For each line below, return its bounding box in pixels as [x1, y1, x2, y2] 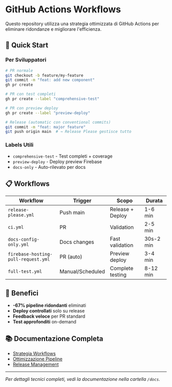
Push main [59, 209, 85, 216]
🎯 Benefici [5, 288, 39, 297]
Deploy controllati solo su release [12, 308, 85, 314]
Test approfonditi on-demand [12, 319, 77, 325]
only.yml [8, 242, 29, 247]
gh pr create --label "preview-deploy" [5, 110, 91, 115]
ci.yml [8, 224, 24, 230]
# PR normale [5, 68, 33, 73]
